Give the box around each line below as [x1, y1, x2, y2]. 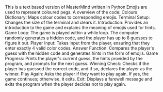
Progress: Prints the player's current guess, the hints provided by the [5, 56, 143, 61]
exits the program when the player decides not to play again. [5, 81, 126, 87]
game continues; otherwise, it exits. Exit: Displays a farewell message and [5, 76, 153, 82]
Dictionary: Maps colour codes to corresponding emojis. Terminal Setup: [5, 15, 150, 20]
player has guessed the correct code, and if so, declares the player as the [5, 66, 153, 72]
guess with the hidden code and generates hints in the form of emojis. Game [5, 50, 158, 56]
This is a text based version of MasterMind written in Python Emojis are [5, 4, 147, 10]
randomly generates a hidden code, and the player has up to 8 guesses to [5, 35, 153, 41]
